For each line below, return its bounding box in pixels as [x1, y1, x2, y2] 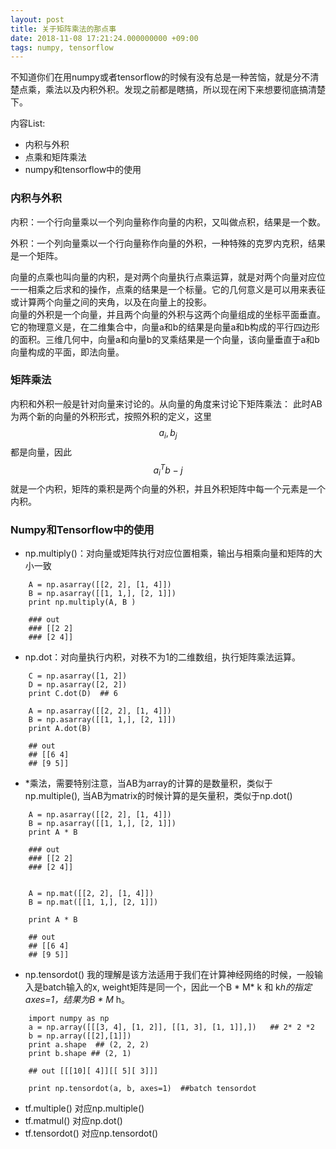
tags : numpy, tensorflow [10, 42, 114, 53]
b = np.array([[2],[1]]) [28, 1031, 132, 1041]
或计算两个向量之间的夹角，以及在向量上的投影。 [10, 296, 212, 308]
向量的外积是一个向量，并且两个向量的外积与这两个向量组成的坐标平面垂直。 [10, 308, 326, 320]
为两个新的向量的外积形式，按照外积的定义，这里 [10, 410, 212, 422]
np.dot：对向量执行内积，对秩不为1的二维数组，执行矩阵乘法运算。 [24, 651, 301, 663]
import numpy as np [28, 1014, 110, 1024]
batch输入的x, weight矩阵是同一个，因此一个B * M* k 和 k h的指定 [42, 981, 313, 993]
